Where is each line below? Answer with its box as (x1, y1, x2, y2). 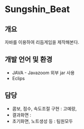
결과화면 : (12, 112, 31, 118)
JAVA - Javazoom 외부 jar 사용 (12, 70, 75, 76)
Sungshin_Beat (5, 4, 70, 15)
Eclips (12, 75, 25, 81)
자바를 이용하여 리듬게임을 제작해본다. (5, 39, 79, 45)
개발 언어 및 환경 (5, 55, 53, 64)
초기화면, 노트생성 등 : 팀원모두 (12, 118, 73, 124)
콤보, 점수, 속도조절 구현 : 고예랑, (12, 105, 77, 111)
